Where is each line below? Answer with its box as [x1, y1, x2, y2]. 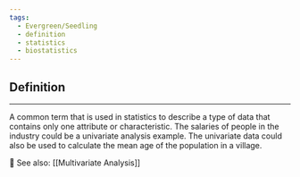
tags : [9, 13, 29, 22]
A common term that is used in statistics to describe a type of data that [9, 111, 271, 122]
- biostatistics [17, 46, 78, 55]
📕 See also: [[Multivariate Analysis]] [9, 157, 141, 168]
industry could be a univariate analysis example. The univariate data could [9, 131, 283, 141]
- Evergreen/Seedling [17, 21, 98, 30]
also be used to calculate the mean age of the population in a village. [9, 139, 262, 150]
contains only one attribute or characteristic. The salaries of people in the [9, 121, 279, 131]
